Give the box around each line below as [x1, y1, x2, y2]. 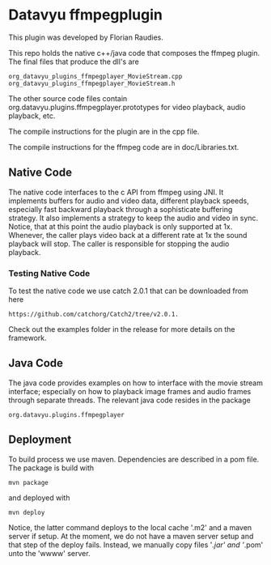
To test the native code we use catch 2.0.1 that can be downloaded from [8, 286, 248, 296]
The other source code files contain [8, 93, 128, 103]
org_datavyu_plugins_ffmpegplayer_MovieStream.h [8, 79, 176, 87]
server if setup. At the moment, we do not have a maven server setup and [8, 531, 254, 541]
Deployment [8, 433, 72, 447]
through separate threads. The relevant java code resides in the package [8, 395, 251, 405]
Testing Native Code [8, 267, 91, 278]
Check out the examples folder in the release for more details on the [8, 325, 235, 334]
